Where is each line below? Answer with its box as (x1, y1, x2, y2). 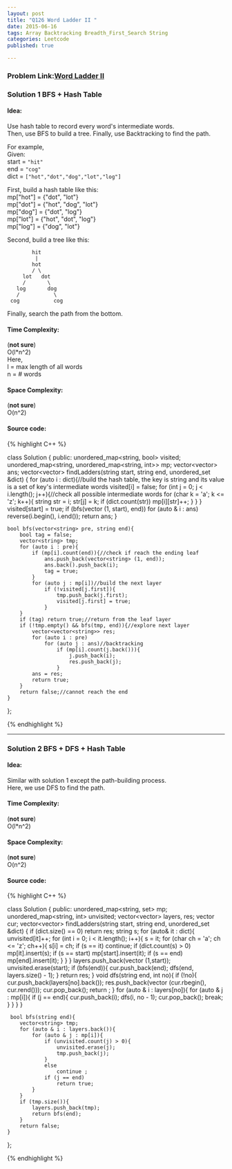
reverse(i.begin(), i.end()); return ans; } (7, 512, 117, 520)
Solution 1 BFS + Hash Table (7, 89, 102, 99)
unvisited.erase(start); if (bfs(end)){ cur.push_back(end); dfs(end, (7, 964, 194, 972)
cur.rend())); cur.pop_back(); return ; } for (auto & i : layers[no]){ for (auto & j (7, 986, 223, 994)
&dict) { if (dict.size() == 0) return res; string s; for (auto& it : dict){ (7, 927, 195, 935)
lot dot (22, 274, 51, 281)
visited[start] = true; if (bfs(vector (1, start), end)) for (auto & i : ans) (7, 504, 199, 513)
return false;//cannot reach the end (19, 688, 128, 695)
